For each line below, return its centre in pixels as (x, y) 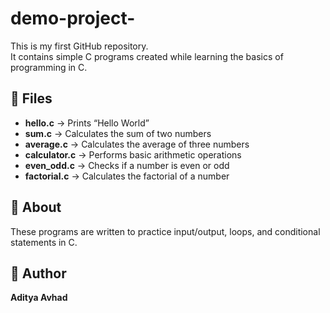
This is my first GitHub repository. (79, 46)
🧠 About (36, 207)
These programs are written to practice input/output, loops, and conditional (165, 231)
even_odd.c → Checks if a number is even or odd (127, 165)
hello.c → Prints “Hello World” (87, 123)
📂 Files (31, 98)
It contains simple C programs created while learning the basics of (147, 56)
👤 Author (38, 273)
